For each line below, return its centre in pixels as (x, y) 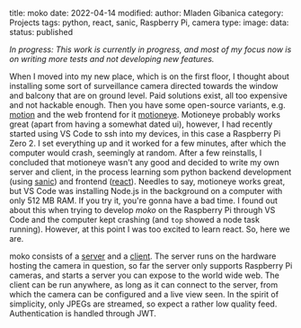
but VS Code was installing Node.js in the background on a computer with (146, 191)
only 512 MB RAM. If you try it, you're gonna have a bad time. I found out (144, 200)
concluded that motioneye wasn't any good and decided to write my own (145, 162)
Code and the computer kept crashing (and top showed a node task (135, 220)
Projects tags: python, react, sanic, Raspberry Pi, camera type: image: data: (149, 22)
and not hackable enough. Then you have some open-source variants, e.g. (147, 105)
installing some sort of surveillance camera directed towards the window (144, 86)
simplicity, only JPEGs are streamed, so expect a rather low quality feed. (143, 304)
